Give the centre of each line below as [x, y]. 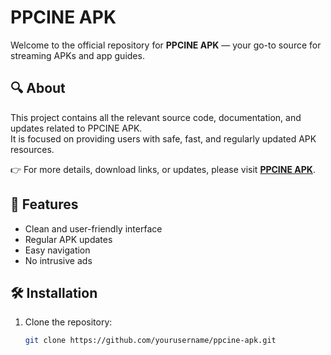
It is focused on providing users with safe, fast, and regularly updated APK [163, 138]
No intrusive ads [58, 260]
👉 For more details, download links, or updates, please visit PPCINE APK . [163, 169]
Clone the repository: [68, 322]
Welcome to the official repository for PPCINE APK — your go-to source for [166, 45]
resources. [32, 149]
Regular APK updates [68, 239]
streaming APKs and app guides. [77, 55]
